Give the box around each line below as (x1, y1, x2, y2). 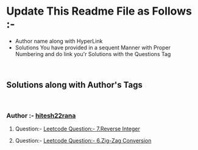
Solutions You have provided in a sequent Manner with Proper (15, 44, 171, 51)
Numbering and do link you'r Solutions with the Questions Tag (15, 50, 171, 57)
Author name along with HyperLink (15, 37, 103, 45)
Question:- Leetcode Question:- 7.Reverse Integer (15, 125, 140, 132)
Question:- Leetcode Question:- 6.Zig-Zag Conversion (15, 137, 152, 145)
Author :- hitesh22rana (6, 111, 76, 120)
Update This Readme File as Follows (6, 4, 192, 18)
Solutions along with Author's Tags (6, 80, 143, 90)
